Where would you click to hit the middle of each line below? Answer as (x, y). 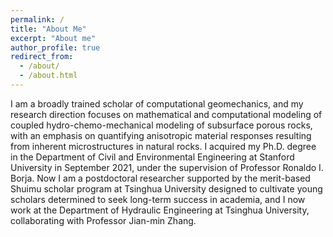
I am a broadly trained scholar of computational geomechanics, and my (157, 103)
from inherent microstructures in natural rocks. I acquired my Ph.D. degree (163, 146)
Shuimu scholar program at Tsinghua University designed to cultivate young (166, 188)
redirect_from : (42, 57)
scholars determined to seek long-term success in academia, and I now (158, 199)
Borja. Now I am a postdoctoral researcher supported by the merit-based (160, 178)
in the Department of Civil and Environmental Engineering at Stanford (152, 157)
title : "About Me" (48, 29)
